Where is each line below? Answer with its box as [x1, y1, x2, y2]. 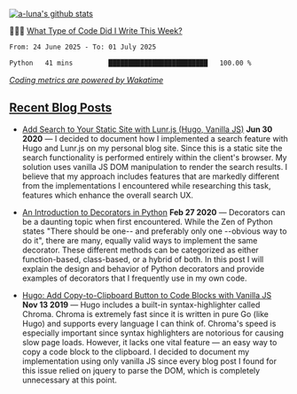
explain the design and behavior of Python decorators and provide [21, 263, 265, 274]
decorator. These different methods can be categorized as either [21, 244, 259, 255]
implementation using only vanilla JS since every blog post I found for [21, 355, 277, 367]
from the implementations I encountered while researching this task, [21, 180, 271, 190]
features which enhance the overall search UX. [21, 189, 193, 200]
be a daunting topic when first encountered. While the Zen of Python [21, 216, 273, 227]
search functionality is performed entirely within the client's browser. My [21, 151, 287, 163]
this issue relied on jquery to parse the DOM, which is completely [21, 365, 261, 375]
